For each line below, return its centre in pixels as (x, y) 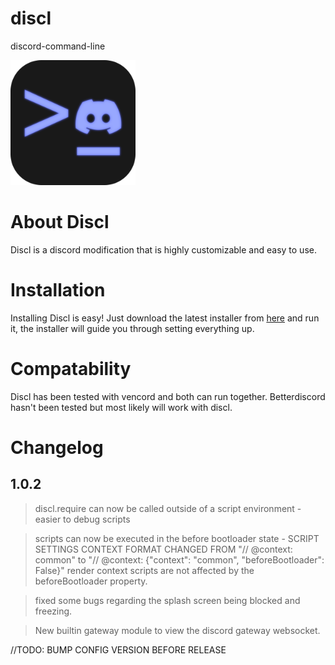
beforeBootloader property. (91, 581)
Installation (58, 290)
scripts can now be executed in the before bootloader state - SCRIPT (177, 538)
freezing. (53, 611)
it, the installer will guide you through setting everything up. (132, 328)
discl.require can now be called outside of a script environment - (168, 508)
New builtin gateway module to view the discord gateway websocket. (177, 630)
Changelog (57, 447)
